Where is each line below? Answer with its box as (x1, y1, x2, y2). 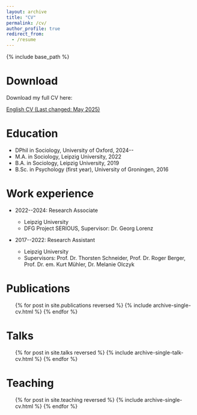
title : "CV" (6, 14, 36, 20)
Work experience (6, 187, 94, 201)
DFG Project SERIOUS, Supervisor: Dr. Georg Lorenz (23, 225, 154, 232)
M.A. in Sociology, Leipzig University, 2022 (14, 153, 122, 160)
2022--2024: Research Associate (14, 207, 98, 214)
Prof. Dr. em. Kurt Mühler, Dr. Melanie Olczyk (23, 261, 135, 268)
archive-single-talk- (134, 349, 184, 356)
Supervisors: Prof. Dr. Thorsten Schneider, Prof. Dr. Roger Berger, (23, 254, 186, 261)
